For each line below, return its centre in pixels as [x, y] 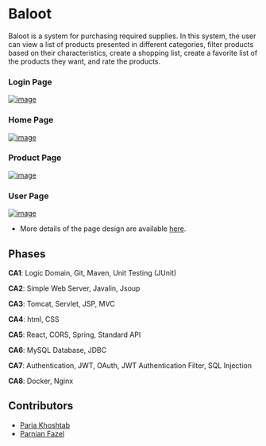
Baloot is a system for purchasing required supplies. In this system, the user [132, 36]
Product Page [35, 158]
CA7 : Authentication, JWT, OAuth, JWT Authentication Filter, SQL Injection [130, 365]
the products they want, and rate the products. [85, 61]
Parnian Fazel [42, 433]
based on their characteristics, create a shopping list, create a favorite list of [133, 53]
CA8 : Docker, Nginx [41, 381]
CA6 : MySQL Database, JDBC [58, 350]
